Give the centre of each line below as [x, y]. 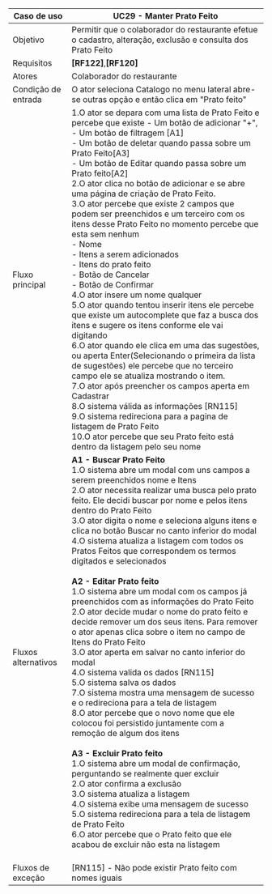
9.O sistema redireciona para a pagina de [150, 416]
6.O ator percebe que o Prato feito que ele [152, 834]
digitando [89, 335]
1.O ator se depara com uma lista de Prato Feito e [166, 113]
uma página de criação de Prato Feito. [144, 194]
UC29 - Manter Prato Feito [166, 16]
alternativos [35, 662]
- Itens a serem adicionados [125, 254]
